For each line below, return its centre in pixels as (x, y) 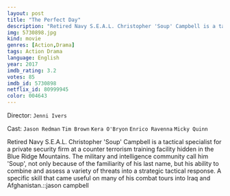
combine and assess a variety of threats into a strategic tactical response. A (114, 171)
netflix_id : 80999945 (38, 89)
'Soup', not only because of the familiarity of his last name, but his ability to (113, 164)
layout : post (26, 13)
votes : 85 (21, 77)
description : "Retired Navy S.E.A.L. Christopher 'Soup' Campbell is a (111, 26)
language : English (33, 58)
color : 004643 (27, 96)
